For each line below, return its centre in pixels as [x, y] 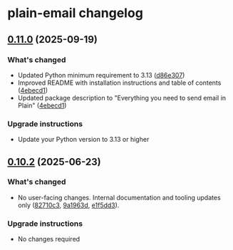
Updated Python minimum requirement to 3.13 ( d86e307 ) [101, 75]
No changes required [49, 239]
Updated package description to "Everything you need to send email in [122, 98]
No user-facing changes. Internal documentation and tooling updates [119, 197]
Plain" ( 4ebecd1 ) [42, 105]
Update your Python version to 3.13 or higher [83, 140]
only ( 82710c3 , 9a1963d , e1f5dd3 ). [68, 205]
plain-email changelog [76, 13]
